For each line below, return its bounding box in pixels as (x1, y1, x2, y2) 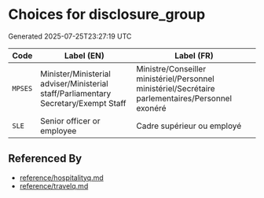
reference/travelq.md (19, 181, 89, 190)
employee (40, 125, 77, 136)
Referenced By (8, 152, 82, 166)
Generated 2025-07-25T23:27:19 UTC (8, 31, 132, 41)
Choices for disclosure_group (8, 5, 206, 24)
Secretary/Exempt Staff (40, 97, 126, 108)
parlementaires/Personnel (136, 93, 233, 104)
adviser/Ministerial (40, 78, 108, 89)
